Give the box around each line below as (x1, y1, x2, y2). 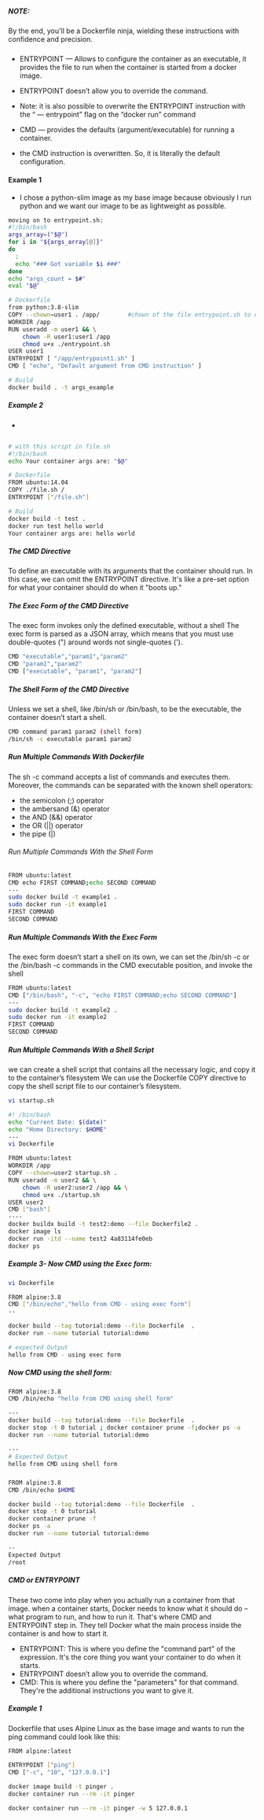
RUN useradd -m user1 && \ (8, 325, 97, 334)
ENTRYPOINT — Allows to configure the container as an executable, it (19, 54, 247, 64)
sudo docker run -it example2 (8, 1013, 108, 1021)
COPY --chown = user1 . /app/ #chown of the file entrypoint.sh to (8, 311, 251, 319)
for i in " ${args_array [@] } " (8, 238, 104, 246)
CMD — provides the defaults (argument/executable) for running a (19, 125, 235, 135)
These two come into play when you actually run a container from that (8, 1595, 236, 1604)
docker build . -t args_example (8, 383, 114, 391)
